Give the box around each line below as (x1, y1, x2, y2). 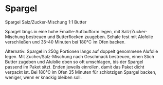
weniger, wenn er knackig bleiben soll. (5, 74, 82, 80)
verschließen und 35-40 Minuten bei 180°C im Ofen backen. (5, 39, 126, 44)
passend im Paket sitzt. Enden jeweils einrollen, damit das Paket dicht (5, 64, 145, 70)
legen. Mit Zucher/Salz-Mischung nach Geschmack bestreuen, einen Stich (5, 53, 155, 59)
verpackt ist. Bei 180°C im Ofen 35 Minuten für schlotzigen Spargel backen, (5, 69, 157, 75)
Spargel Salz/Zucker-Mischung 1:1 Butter (5, 19, 87, 25)
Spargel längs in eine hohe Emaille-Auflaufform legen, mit (5, 28, 121, 34)
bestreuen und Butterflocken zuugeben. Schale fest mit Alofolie (26, 34, 153, 40)
